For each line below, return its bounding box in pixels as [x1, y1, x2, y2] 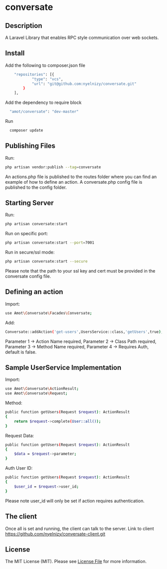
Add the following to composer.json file [5, 62, 85, 68]
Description [5, 21, 42, 30]
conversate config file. [5, 274, 51, 280]
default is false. [5, 349, 37, 355]
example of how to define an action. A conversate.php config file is [5, 179, 143, 185]
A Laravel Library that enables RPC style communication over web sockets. [5, 34, 159, 40]
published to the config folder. [5, 184, 67, 190]
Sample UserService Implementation [5, 363, 122, 372]
